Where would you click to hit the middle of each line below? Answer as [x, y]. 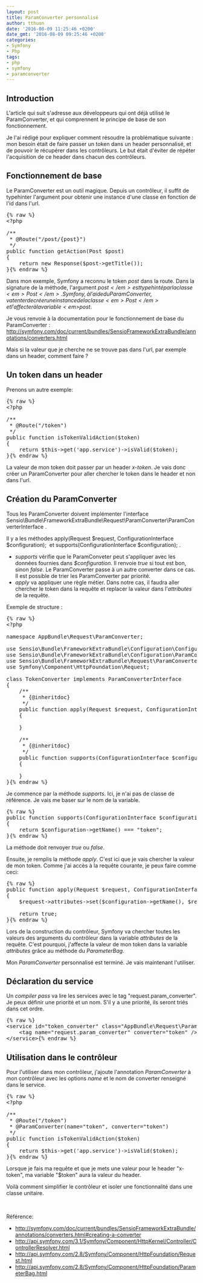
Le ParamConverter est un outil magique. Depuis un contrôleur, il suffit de [98, 190]
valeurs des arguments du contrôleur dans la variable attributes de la [92, 938]
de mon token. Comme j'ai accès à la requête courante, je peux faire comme [101, 865]
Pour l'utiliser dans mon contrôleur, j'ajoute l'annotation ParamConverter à [99, 1072]
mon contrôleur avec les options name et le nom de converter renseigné [96, 1078]
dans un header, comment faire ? [47, 356]
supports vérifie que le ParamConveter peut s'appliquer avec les [95, 556]
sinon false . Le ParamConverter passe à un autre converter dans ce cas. [105, 569]
